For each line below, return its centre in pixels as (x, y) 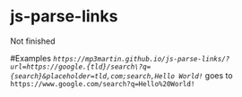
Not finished (33, 41)
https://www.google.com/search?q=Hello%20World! (103, 84)
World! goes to (206, 75)
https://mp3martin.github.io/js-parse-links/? (142, 59)
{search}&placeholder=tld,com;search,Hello (93, 76)
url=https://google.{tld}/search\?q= (81, 67)
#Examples (31, 58)
